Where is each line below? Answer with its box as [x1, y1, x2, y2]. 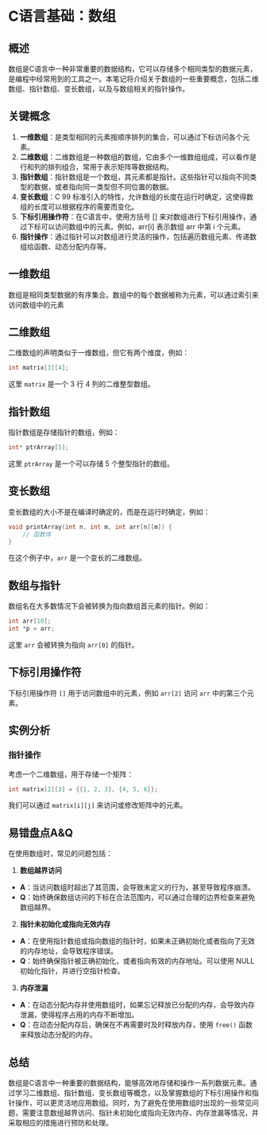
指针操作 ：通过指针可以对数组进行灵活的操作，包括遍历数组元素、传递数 [19, 232, 257, 241]
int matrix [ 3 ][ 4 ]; [8, 364, 69, 372]
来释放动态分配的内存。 [19, 1030, 97, 1039]
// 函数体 [22, 530, 52, 538]
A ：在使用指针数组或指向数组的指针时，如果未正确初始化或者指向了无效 [19, 937, 256, 946]
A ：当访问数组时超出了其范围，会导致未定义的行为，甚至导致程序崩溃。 [19, 883, 256, 892]
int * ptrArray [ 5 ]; [8, 444, 69, 452]
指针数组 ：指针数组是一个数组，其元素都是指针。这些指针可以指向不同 [19, 172, 250, 182]
